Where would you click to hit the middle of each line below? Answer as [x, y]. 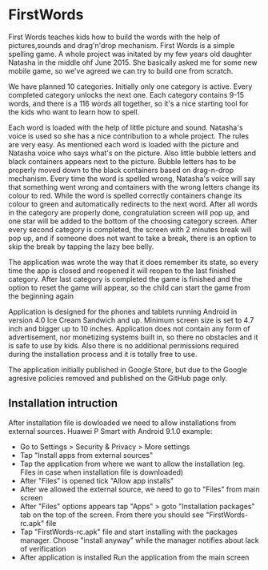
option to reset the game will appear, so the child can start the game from [129, 287]
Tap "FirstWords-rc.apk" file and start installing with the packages [129, 532]
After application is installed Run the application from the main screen [134, 557]
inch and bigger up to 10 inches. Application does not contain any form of [129, 328]
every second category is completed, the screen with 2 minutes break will [130, 229]
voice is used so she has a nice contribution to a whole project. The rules [129, 136]
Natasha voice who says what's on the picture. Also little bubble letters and [132, 153]
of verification [43, 548]
